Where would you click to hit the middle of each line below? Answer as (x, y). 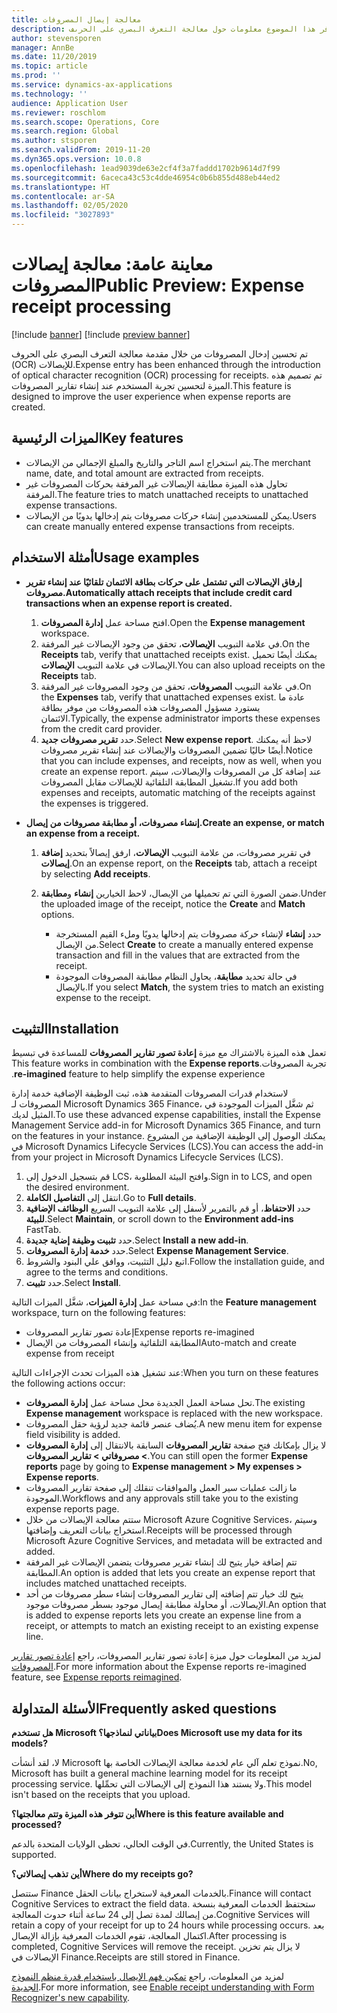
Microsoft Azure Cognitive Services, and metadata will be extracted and (174, 1541)
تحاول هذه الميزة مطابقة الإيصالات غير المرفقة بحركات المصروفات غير (156, 483)
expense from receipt (70, 1353)
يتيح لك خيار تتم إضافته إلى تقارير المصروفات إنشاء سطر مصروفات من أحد (164, 1594)
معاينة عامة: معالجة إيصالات (112, 264)
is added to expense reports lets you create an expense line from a (163, 1615)
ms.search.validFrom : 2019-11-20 (81, 150)
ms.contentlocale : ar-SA (63, 196)
